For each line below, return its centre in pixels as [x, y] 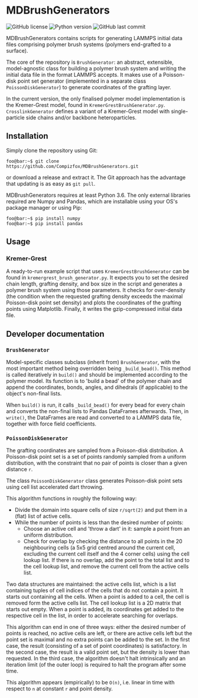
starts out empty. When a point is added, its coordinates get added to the [95, 609]
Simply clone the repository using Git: [52, 150]
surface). [17, 50]
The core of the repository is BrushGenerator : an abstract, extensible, [90, 62]
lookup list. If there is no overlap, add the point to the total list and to [107, 560]
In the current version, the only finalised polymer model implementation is [96, 99]
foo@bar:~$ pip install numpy [43, 218]
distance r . [20, 469]
